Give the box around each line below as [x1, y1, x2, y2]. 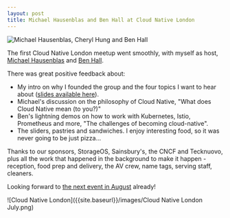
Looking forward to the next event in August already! [7, 182, 157, 190]
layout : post [7, 10, 45, 17]
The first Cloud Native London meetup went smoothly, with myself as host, [7, 49, 218, 57]
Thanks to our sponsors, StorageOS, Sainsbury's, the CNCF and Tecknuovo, [7, 147, 223, 155]
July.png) [7, 203, 34, 211]
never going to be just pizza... [16, 133, 102, 142]
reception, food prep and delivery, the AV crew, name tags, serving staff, [7, 162, 213, 170]
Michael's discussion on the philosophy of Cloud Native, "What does [16, 97, 211, 105]
